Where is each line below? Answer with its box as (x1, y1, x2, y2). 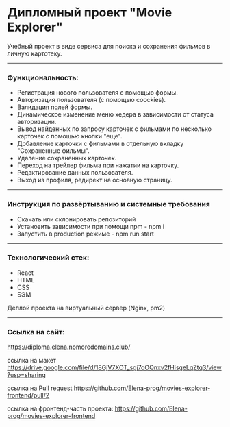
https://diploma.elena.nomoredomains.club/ (7, 343, 131, 351)
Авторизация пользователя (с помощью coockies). (16, 96, 166, 104)
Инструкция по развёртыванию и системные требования (7, 199, 210, 209)
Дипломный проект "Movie (7, 5, 172, 21)
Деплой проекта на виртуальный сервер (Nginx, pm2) (7, 304, 166, 312)
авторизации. (16, 118, 57, 126)
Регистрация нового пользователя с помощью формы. (16, 88, 178, 97)
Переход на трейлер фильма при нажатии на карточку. (16, 161, 179, 169)
